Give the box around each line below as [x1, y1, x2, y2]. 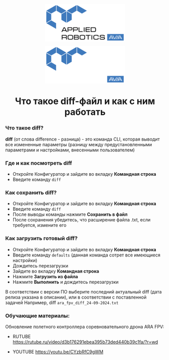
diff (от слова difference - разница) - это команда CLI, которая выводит [5, 136, 160, 142]
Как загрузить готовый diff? [5, 235, 78, 242]
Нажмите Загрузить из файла [12, 273, 78, 279]
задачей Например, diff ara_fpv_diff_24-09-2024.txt [5, 299, 119, 306]
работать [64, 106, 106, 118]
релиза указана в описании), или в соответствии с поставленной [5, 294, 147, 300]
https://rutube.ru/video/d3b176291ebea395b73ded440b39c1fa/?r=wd [12, 339, 158, 345]
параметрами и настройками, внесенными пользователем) [5, 147, 135, 153]
